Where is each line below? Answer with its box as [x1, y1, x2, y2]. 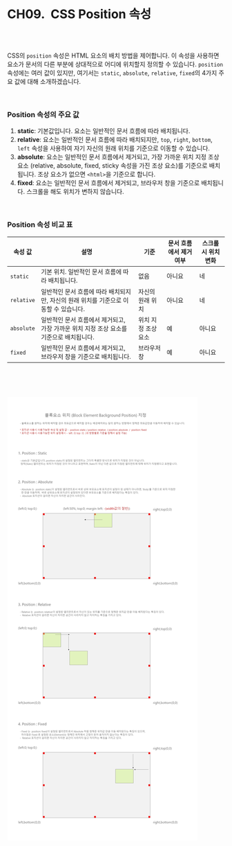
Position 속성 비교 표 [7, 220, 73, 229]
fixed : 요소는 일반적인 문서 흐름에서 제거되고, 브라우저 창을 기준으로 [17, 179, 200, 187]
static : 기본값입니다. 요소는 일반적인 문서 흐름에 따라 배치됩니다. [17, 127, 191, 135]
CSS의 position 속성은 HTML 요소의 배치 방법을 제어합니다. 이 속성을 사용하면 [7, 51, 220, 60]
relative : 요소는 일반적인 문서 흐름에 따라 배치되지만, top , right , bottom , [17, 136, 213, 144]
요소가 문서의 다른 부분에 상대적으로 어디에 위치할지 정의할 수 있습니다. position [7, 60, 223, 68]
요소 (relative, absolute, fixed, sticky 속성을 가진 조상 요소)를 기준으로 [17, 161, 208, 170]
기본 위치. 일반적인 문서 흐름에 [41, 267, 122, 276]
